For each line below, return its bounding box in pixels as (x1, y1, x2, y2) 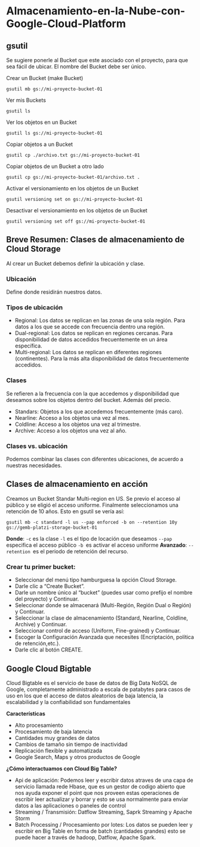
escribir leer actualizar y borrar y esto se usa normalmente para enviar (14, 796, 189, 803)
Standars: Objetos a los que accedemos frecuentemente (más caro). (14, 408, 184, 415)
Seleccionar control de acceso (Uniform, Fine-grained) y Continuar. (14, 627, 181, 635)
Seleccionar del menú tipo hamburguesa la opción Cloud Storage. (14, 576, 177, 584)
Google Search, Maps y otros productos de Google (14, 753, 140, 760)
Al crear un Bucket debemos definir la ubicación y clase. (6, 260, 145, 267)
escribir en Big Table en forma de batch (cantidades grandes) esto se (14, 827, 186, 834)
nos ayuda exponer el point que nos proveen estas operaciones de (14, 789, 180, 796)
